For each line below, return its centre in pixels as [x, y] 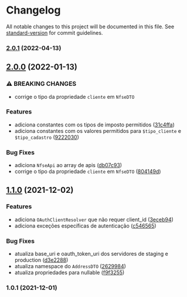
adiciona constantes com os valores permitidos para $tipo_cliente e [98, 131]
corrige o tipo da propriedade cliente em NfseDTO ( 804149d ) [88, 172]
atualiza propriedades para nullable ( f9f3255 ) [69, 273]
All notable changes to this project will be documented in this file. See [90, 26]
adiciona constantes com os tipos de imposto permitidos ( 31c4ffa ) [94, 125]
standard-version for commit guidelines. [55, 32]
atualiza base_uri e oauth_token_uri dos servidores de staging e [91, 254]
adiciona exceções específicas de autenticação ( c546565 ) [85, 226]
